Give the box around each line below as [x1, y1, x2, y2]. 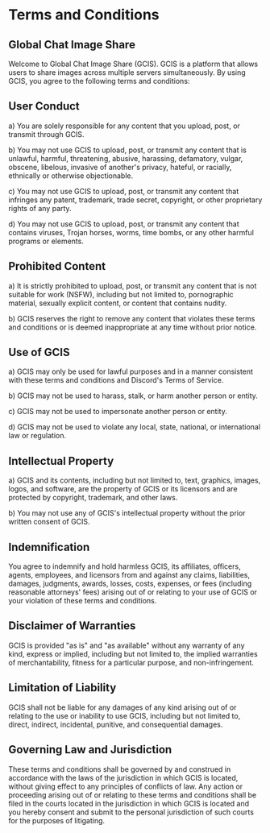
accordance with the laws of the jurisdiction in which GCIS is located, [8, 773, 239, 782]
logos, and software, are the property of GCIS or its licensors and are [8, 484, 238, 494]
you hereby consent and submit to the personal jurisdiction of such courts [8, 807, 254, 817]
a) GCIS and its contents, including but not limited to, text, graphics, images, [8, 475, 261, 485]
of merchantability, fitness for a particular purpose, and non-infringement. [8, 657, 254, 667]
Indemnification [8, 540, 90, 553]
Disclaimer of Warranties [8, 619, 136, 633]
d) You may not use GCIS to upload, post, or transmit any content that [8, 219, 239, 229]
